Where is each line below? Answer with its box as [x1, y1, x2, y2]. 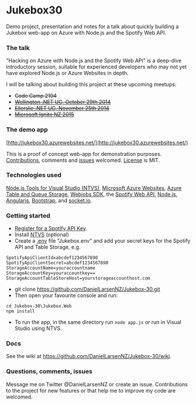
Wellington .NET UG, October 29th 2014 [14, 98, 111, 105]
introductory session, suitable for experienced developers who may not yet [6, 63, 187, 70]
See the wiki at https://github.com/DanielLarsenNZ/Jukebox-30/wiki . [6, 353, 171, 360]
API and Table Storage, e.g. [14, 244, 81, 251]
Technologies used [6, 171, 61, 179]
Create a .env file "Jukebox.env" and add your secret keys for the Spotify [14, 237, 191, 244]
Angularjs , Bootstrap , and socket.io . [6, 197, 92, 204]
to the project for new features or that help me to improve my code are [6, 387, 176, 394]
